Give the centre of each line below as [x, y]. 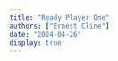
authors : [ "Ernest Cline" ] [59, 26]
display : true [36, 43]
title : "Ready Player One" [59, 17]
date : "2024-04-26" [46, 34]
